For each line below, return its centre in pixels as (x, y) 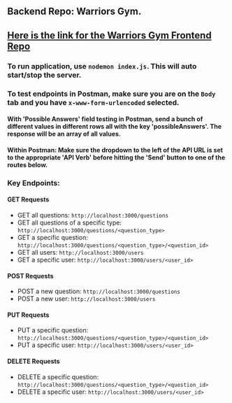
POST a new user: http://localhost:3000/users (86, 299)
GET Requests (28, 199)
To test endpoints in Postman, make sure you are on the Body (111, 94)
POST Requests (30, 276)
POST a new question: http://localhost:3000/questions (99, 291)
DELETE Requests (34, 361)
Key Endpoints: (34, 183)
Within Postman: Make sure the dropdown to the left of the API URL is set (115, 150)
